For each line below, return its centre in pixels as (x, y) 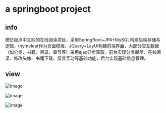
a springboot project (48, 9)
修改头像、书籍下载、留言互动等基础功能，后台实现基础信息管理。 (81, 58)
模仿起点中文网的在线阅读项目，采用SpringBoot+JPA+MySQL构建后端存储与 (83, 40)
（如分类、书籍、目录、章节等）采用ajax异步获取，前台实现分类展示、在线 (81, 52)
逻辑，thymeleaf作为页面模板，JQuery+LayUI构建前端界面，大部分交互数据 (82, 46)
